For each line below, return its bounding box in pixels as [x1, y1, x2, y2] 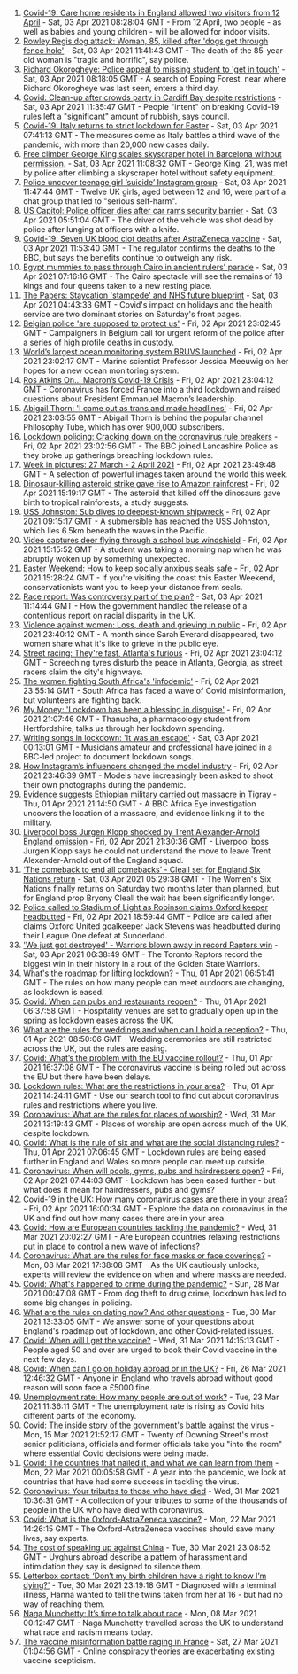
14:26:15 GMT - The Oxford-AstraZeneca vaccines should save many [22, 1523, 275, 1534]
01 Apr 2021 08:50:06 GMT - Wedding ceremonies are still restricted [22, 1034, 272, 1044]
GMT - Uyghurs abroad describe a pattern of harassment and [22, 1552, 248, 1562]
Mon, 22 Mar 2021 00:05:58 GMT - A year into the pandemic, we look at [22, 1467, 287, 1477]
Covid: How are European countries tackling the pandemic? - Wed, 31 [22, 1222, 277, 1233]
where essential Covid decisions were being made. [22, 1448, 209, 1459]
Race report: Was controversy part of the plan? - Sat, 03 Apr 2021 [22, 591, 264, 602]
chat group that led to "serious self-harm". [22, 196, 178, 206]
